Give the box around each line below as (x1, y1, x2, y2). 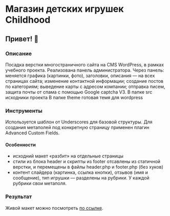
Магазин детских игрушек (5, 3, 124, 15)
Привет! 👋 (5, 34, 39, 43)
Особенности (5, 141, 36, 148)
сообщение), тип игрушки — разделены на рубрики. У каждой (12, 175, 150, 181)
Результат (5, 193, 32, 201)
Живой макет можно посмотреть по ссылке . (5, 205, 103, 211)
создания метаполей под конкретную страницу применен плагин (5, 124, 150, 131)
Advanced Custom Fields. (5, 130, 60, 136)
